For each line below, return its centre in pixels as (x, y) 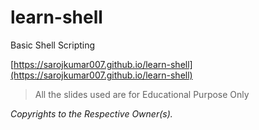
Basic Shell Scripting (53, 45)
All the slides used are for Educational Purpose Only (142, 94)
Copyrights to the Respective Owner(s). (91, 113)
